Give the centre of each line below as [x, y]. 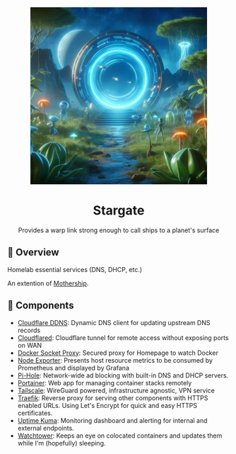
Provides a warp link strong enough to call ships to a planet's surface [119, 230]
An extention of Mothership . [48, 283]
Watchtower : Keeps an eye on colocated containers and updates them [120, 436]
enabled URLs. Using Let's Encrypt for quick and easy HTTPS [107, 405]
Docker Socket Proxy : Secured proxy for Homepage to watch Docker [118, 353]
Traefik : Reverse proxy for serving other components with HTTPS [113, 398]
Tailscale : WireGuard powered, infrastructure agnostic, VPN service [116, 390]
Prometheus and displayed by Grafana [73, 368]
